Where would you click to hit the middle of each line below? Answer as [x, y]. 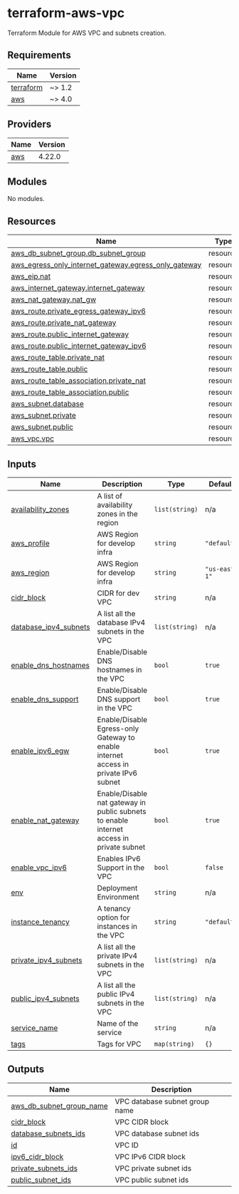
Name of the [118, 1023]
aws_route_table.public [49, 369]
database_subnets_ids [48, 1133]
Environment [118, 897]
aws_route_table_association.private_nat [79, 381]
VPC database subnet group [162, 1101]
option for [113, 917]
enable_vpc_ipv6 [39, 868]
